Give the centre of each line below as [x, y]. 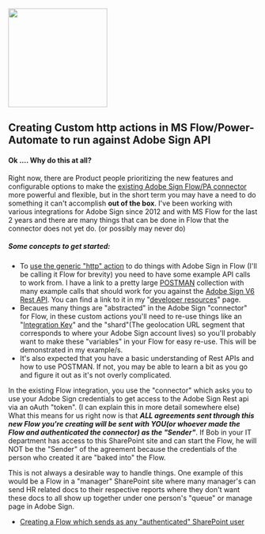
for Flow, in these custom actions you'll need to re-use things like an [131, 317]
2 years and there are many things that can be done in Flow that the [119, 220]
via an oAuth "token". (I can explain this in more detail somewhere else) [124, 408]
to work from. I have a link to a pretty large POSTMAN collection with [132, 283]
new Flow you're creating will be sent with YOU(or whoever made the [124, 424]
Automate [33, 140]
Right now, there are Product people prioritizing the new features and [121, 178]
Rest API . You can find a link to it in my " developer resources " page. [130, 299]
